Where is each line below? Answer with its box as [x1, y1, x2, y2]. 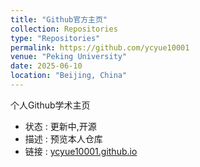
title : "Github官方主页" [10, 14, 108, 25]
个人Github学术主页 [10, 99, 91, 111]
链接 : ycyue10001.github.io [24, 145, 138, 157]
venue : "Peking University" [10, 52, 128, 62]
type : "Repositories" [10, 33, 101, 43]
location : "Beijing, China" [10, 71, 128, 81]
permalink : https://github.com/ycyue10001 [10, 42, 190, 53]
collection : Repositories [10, 24, 118, 34]
